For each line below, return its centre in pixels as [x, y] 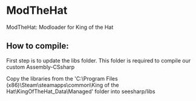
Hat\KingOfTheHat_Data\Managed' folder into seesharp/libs [81, 91]
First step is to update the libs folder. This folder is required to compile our [99, 60]
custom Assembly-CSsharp [41, 67]
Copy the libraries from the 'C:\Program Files [62, 78]
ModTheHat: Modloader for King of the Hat [60, 27]
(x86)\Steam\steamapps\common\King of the [63, 85]
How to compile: [38, 46]
